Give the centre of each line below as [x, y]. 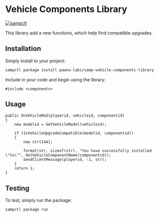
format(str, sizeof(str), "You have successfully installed [88, 151]
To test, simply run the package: [38, 200]
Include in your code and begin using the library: [55, 79]
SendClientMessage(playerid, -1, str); [65, 160]
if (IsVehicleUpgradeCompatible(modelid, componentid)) [74, 133]
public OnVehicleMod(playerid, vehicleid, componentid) [65, 116]
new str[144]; [38, 142]
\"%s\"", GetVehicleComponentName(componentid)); [58, 155]
